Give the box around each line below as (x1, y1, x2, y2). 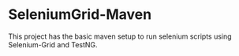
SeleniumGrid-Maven (8, 6, 152, 24)
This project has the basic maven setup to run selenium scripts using (8, 32, 232, 41)
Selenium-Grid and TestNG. (8, 39, 98, 49)
